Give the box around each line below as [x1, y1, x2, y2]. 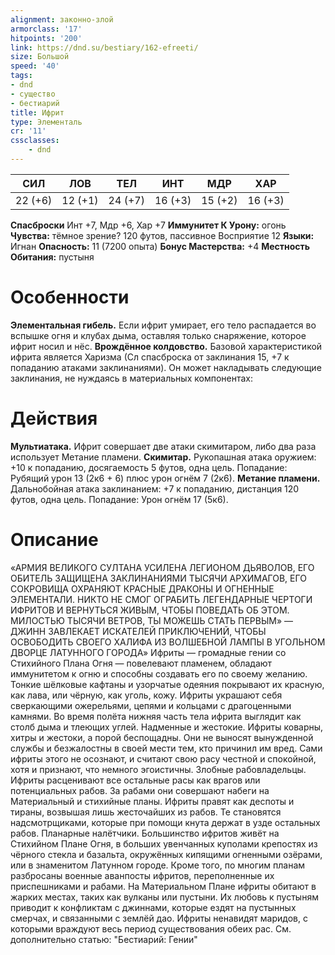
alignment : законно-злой [10, 14, 114, 25]
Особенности [10, 286, 130, 309]
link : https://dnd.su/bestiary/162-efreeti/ [10, 42, 199, 53]
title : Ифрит [10, 107, 65, 118]
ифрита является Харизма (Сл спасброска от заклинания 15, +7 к [10, 351, 290, 363]
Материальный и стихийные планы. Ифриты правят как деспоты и [10, 795, 295, 807]
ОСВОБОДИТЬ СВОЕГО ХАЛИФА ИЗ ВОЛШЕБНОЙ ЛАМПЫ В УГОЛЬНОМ [10, 636, 326, 648]
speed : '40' [10, 61, 60, 71]
